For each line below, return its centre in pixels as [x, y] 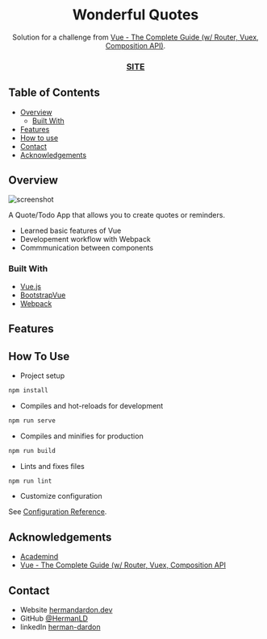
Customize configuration [61, 496]
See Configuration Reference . [58, 512]
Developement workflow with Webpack [85, 239]
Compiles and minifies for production [81, 436]
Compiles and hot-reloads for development [92, 405]
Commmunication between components [87, 248]
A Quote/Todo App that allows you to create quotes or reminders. [117, 215]
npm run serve [32, 421]
